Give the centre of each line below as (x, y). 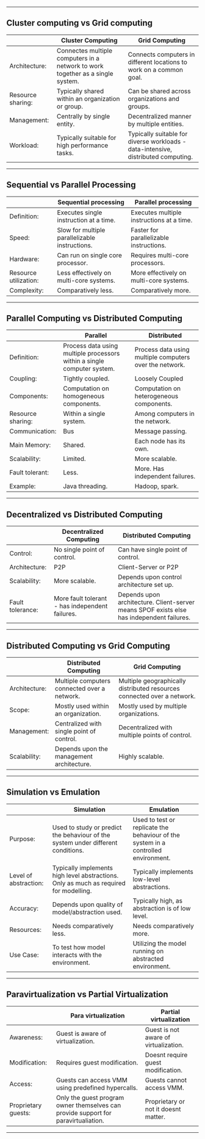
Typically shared (81, 91)
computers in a (78, 58)
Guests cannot (166, 1080)
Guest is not (162, 1030)
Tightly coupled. (86, 379)
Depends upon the (81, 749)
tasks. (66, 153)
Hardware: (24, 259)
